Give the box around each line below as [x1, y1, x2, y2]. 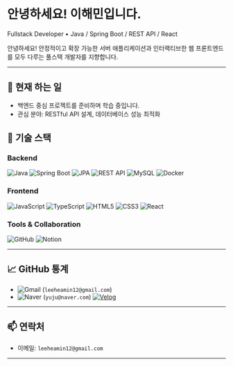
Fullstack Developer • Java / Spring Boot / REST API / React [7, 29, 178, 38]
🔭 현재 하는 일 [7, 81, 62, 94]
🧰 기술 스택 [7, 132, 52, 144]
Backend [7, 153, 38, 163]
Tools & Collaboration [7, 219, 81, 229]
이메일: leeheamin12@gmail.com [17, 344, 103, 352]
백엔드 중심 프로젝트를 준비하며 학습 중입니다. [17, 101, 140, 110]
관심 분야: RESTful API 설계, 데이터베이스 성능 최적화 [17, 110, 161, 118]
